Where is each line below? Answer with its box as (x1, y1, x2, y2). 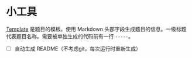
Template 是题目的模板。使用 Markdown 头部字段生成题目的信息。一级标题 (6, 26, 187, 32)
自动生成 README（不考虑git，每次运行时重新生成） (14, 45, 142, 52)
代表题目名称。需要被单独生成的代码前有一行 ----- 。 (6, 32, 133, 39)
